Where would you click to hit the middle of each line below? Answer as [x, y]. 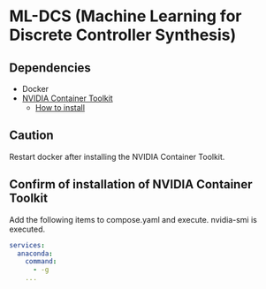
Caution [32, 136]
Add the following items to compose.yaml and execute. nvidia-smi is [133, 219]
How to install [60, 107]
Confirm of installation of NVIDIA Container [131, 184]
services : [27, 245]
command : [41, 262]
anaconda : [35, 254]
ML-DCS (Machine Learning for [125, 16]
